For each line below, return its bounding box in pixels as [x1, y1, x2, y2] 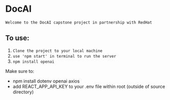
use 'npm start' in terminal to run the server [12, 54, 116, 59]
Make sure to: [5, 68, 34, 74]
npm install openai [12, 59, 55, 64]
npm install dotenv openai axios [12, 78, 80, 84]
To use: [5, 34, 30, 42]
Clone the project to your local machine [12, 48, 102, 54]
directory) [12, 89, 34, 95]
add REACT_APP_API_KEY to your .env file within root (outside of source [12, 83, 165, 89]
